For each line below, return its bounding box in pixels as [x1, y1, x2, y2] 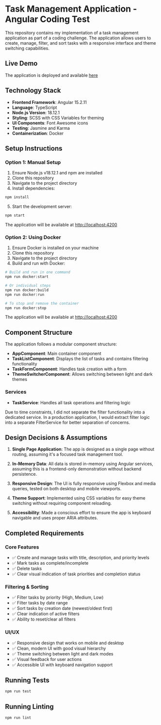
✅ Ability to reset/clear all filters [12, 616, 76, 622]
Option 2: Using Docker [5, 234, 62, 241]
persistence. [12, 471, 37, 477]
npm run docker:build [5, 288, 49, 293]
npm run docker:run [5, 292, 45, 297]
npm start [5, 213, 25, 218]
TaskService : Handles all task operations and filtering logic [12, 399, 131, 405]
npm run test [5, 689, 32, 694]
